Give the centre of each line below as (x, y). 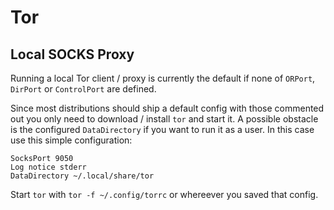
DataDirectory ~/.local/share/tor (82, 176)
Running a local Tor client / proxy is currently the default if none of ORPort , (163, 78)
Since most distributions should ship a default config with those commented (167, 108)
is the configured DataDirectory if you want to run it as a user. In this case (162, 129)
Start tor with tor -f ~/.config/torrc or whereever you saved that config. (164, 194)
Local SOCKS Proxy (72, 54)
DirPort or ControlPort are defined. (83, 89)
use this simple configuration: (71, 140)
